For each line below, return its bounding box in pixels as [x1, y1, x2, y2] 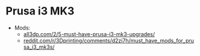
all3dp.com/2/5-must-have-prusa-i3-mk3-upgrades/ [23, 30, 155, 37]
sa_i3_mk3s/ [23, 43, 55, 51]
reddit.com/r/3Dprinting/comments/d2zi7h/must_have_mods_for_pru [23, 37, 194, 44]
